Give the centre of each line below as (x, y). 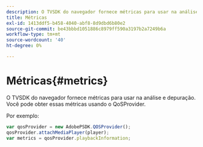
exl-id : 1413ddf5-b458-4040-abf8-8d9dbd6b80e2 (66, 23)
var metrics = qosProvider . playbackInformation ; (69, 138)
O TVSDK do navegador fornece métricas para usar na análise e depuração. (101, 97)
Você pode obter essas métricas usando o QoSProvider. (76, 104)
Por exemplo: (23, 116)
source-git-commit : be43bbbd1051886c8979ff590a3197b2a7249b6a (86, 29)
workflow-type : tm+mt (34, 34)
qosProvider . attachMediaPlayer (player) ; (58, 132)
